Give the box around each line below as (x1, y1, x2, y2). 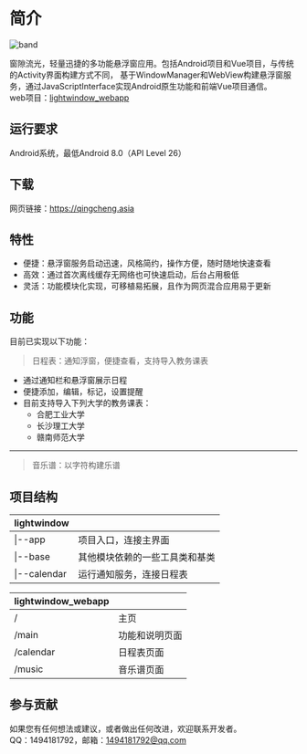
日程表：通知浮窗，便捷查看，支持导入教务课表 (31, 355, 208, 366)
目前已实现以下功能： (9, 336, 90, 347)
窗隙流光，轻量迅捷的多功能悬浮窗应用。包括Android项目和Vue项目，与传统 (9, 58, 294, 68)
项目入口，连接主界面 (78, 534, 171, 546)
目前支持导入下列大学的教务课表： (22, 398, 152, 409)
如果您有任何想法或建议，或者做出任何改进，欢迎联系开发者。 (9, 723, 242, 734)
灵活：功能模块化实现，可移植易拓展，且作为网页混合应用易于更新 (22, 280, 271, 292)
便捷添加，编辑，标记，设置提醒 (22, 386, 143, 397)
